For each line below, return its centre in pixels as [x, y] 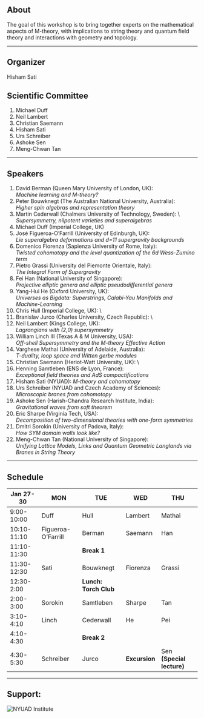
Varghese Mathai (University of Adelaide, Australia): [80, 349]
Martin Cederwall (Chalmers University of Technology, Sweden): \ [98, 214]
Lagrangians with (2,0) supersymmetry [64, 330]
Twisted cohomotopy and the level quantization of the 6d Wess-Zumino [105, 253]
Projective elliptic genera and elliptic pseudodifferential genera [94, 285]
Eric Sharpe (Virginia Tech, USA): [57, 414]
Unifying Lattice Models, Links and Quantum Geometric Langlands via [104, 446]
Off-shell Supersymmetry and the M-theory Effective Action [90, 343]
